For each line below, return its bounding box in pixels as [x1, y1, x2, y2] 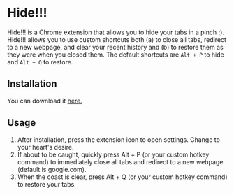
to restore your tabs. [17, 180, 77, 188]
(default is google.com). [17, 165, 87, 173]
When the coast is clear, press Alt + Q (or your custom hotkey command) [17, 173, 228, 181]
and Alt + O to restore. [7, 57, 73, 66]
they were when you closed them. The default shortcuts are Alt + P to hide [7, 50, 225, 59]
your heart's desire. [17, 143, 75, 151]
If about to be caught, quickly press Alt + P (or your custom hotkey [17, 150, 210, 159]
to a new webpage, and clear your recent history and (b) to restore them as [7, 43, 224, 51]
